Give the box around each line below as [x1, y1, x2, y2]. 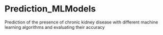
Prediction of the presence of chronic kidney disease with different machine [4, 19, 158, 25]
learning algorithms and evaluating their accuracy [4, 24, 105, 30]
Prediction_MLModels [4, 3, 96, 14]
